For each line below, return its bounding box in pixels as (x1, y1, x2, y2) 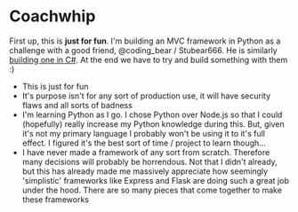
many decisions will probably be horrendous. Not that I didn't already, (21, 156, 278, 167)
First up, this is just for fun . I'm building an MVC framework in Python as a (9, 35, 281, 46)
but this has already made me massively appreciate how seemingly (21, 166, 269, 177)
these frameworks (21, 193, 89, 205)
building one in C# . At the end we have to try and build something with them (9, 54, 288, 65)
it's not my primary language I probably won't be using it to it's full (21, 128, 265, 138)
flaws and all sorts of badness (21, 99, 133, 110)
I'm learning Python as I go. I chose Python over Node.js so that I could (21, 109, 283, 120)
